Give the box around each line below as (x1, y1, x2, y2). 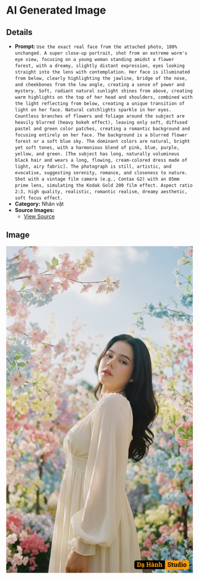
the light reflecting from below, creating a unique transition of (14, 101, 185, 107)
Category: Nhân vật (14, 200, 64, 207)
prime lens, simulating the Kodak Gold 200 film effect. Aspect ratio (14, 183, 193, 188)
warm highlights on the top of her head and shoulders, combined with (14, 94, 193, 100)
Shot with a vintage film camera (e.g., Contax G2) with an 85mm (14, 176, 179, 182)
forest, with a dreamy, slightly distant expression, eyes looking (14, 63, 185, 69)
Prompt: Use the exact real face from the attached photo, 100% (14, 43, 178, 50)
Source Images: (14, 207, 55, 213)
